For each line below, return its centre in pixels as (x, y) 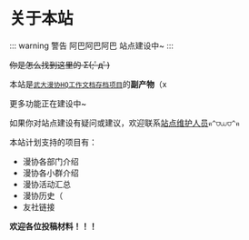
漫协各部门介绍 (50, 161)
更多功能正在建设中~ (48, 103)
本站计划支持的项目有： (53, 142)
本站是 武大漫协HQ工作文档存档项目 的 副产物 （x (88, 84)
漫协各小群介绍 (50, 173)
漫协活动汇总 (46, 184)
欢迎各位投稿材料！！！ (53, 226)
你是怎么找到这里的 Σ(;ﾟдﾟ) (60, 65)
